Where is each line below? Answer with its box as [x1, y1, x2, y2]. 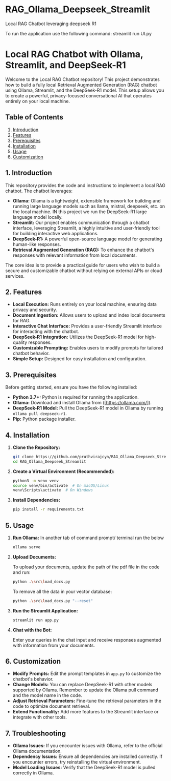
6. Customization [5, 657, 61, 666]
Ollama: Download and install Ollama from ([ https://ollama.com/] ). [12, 400, 152, 406]
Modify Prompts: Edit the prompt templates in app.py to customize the [12, 670, 161, 677]
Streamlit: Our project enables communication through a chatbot [12, 219, 150, 225]
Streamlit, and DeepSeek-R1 [5, 59, 126, 71]
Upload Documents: [12, 553, 56, 560]
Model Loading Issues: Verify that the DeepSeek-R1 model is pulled [12, 765, 156, 771]
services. [5, 273, 25, 279]
